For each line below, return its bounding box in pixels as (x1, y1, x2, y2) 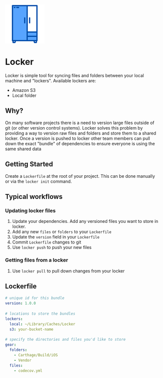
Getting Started (5, 160, 53, 168)
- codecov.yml (14, 368, 43, 373)
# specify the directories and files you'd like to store (5, 337, 126, 342)
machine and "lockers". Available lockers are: (5, 78, 96, 83)
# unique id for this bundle (5, 296, 65, 301)
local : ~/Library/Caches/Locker (9, 322, 76, 326)
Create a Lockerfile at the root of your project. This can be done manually (5, 173, 155, 179)
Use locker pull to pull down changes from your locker (12, 268, 125, 274)
